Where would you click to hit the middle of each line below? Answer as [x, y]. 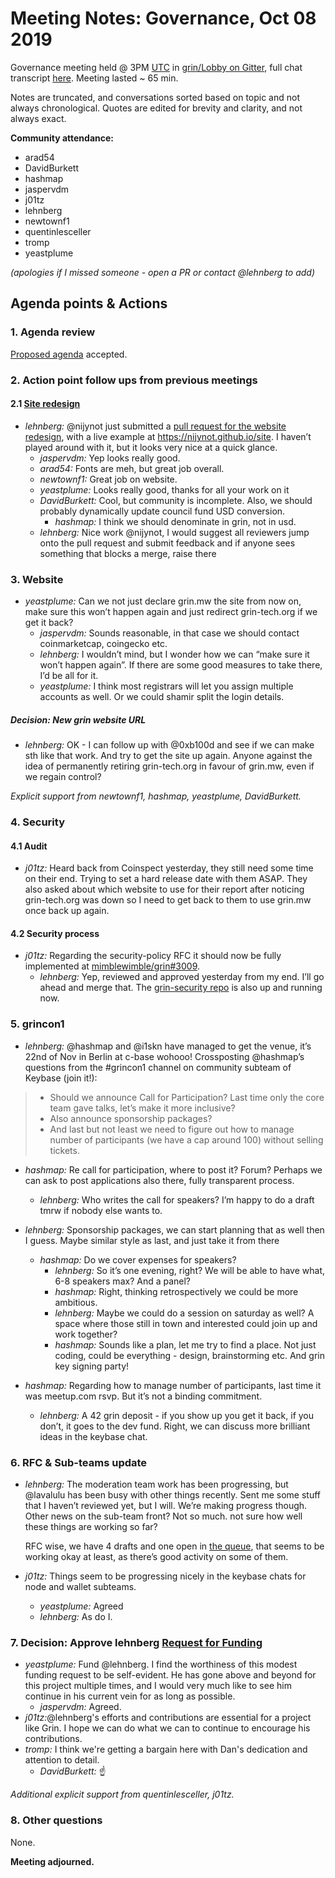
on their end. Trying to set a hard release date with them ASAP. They [166, 879]
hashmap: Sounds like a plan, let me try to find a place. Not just [185, 1344]
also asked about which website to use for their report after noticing [164, 889]
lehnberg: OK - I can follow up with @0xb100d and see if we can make [169, 745]
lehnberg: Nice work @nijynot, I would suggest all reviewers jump [174, 532]
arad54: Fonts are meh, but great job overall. [132, 468]
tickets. [64, 1150]
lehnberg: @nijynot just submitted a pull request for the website [155, 426]
